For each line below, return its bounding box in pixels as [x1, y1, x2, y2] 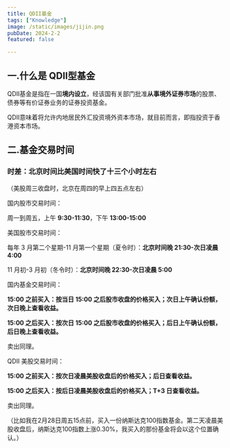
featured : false [7, 36, 54, 43]
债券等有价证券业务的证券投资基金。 [7, 98, 111, 107]
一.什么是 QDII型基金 [7, 70, 96, 82]
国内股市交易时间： [7, 199, 63, 207]
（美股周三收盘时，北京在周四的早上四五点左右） [7, 184, 147, 192]
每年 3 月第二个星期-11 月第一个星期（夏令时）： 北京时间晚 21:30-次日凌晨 [7, 243, 219, 252]
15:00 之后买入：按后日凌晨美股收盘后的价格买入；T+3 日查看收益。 [7, 386, 204, 394]
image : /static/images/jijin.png [7, 23, 104, 30]
